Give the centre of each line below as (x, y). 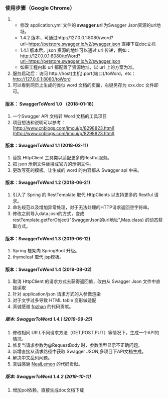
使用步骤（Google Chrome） (40, 8)
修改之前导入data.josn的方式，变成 (48, 213)
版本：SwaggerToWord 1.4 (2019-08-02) (48, 269)
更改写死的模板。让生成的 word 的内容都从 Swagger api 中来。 (77, 170)
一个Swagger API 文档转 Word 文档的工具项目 (59, 116)
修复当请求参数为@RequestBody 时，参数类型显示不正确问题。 (77, 345)
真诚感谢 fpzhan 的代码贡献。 (43, 307)
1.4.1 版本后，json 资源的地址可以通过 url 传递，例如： (75, 50)
